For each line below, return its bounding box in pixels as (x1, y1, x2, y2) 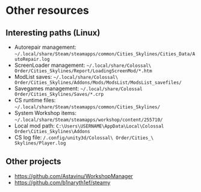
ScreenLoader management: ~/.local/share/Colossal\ (14, 61, 152, 69)
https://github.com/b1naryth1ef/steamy (14, 179, 111, 186)
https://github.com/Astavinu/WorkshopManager (14, 172, 134, 179)
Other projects (5, 156, 61, 167)
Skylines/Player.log (14, 140, 66, 146)
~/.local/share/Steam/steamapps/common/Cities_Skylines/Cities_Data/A (14, 51, 196, 57)
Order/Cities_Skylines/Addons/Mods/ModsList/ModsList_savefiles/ (14, 79, 182, 85)
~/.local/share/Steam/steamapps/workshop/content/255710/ (14, 117, 163, 123)
